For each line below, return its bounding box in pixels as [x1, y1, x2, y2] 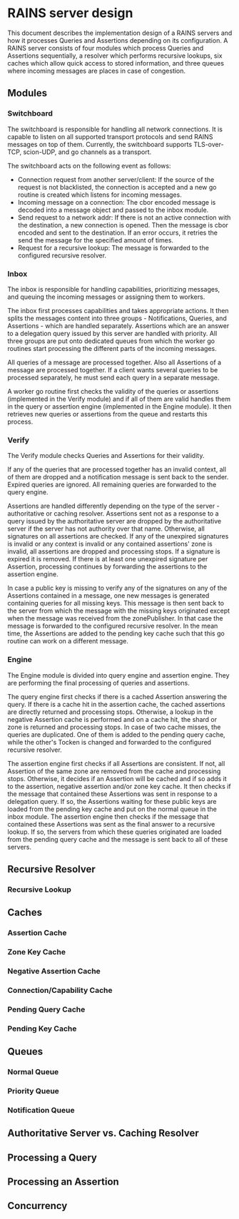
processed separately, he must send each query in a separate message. [7, 373, 220, 382]
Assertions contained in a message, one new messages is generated [7, 591, 210, 600]
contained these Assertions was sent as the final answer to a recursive [7, 820, 215, 828]
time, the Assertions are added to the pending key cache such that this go [7, 629, 225, 638]
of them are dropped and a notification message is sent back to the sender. [7, 473, 229, 481]
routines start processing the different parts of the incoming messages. [7, 344, 217, 352]
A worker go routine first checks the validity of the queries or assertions [7, 387, 219, 395]
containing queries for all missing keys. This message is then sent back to [7, 599, 225, 608]
